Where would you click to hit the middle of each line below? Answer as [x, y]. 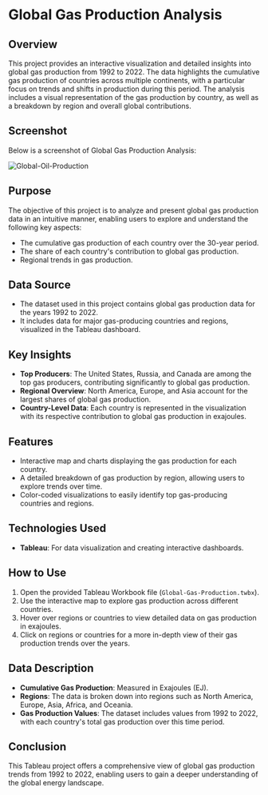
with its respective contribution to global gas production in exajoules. [133, 417]
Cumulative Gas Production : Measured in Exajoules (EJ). [114, 687]
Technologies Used [57, 528]
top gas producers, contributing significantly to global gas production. [135, 382]
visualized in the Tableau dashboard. [80, 330]
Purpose [30, 191]
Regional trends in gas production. [76, 260]
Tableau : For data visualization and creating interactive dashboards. [132, 547]
